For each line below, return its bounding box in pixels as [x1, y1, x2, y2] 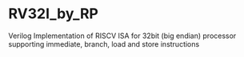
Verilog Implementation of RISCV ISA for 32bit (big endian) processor [8, 31, 237, 40]
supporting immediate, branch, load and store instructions [8, 39, 200, 48]
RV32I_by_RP [8, 5, 98, 23]
